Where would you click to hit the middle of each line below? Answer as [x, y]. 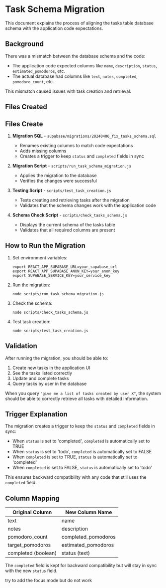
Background [24, 44]
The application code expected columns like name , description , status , [85, 65]
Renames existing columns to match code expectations [76, 145]
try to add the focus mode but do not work [48, 581]
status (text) [76, 553]
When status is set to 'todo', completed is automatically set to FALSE [82, 452]
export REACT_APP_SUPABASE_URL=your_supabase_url [65, 267]
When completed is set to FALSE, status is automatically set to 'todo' [82, 468]
